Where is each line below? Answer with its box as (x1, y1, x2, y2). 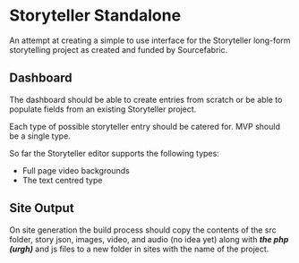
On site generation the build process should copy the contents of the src (9, 225, 278, 235)
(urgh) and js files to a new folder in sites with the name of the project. (9, 243, 269, 254)
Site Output (9, 200, 74, 216)
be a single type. (9, 131, 72, 141)
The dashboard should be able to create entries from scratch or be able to (9, 94, 283, 105)
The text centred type (21, 174, 103, 185)
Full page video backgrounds (21, 165, 130, 175)
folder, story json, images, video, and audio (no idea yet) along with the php (9, 233, 289, 244)
